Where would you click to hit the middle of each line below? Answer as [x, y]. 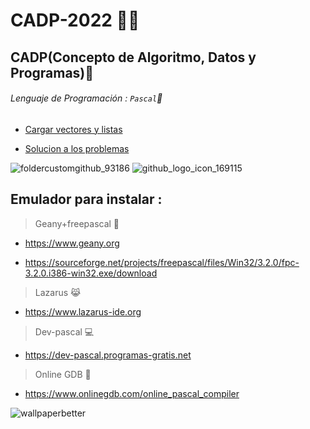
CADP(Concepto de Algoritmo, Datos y [133, 57]
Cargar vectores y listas [73, 129]
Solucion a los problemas [77, 148]
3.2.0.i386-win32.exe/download [91, 273]
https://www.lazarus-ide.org [83, 311]
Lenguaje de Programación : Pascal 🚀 [86, 98]
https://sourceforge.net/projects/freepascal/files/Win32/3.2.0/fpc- [162, 262]
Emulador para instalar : [86, 199]
